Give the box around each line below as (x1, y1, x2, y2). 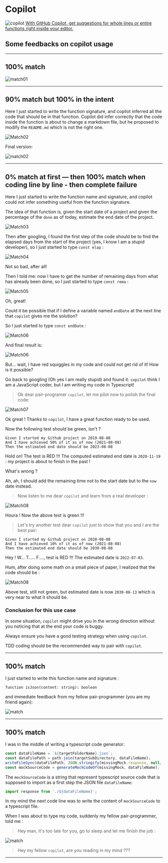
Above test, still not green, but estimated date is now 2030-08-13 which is (5, 589, 155, 595)
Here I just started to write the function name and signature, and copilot (5, 194, 152, 200)
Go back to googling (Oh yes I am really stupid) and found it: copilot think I (5, 376, 160, 382)
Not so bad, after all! (5, 264, 47, 270)
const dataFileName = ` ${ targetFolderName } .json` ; (5, 751, 113, 756)
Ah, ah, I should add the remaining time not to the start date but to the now (5, 478, 156, 484)
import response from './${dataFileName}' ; (5, 789, 97, 794)
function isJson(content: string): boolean (5, 685, 97, 690)
